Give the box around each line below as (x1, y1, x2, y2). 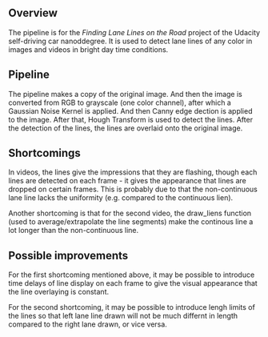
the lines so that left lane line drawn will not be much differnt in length (8, 311, 238, 321)
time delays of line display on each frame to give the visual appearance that (8, 279, 258, 288)
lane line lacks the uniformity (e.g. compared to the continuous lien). (8, 193, 234, 203)
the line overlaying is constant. (8, 287, 110, 297)
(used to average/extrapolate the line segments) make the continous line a (8, 217, 254, 227)
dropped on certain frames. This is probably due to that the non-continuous (8, 184, 258, 195)
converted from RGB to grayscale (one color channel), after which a (8, 98, 232, 107)
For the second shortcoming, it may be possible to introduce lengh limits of (8, 303, 256, 312)
